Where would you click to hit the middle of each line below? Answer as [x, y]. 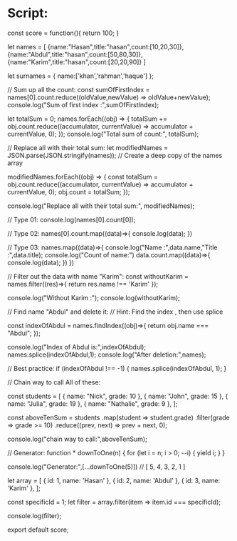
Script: [28, 13]
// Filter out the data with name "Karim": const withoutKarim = [98, 276]
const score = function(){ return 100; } [63, 33]
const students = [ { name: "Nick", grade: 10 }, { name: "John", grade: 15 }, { [118, 396]
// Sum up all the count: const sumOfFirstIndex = [79, 89]
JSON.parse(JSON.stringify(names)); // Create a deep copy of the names [115, 155]
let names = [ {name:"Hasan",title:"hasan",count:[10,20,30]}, [96, 46]
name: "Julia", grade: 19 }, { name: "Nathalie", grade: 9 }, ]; [93, 403]
